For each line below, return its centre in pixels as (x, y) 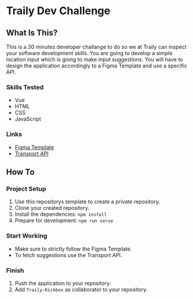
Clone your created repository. (52, 208)
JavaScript (28, 119)
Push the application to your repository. (63, 283)
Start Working (27, 236)
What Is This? (32, 33)
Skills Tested (25, 87)
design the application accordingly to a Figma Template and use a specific (97, 66)
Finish (15, 270)
